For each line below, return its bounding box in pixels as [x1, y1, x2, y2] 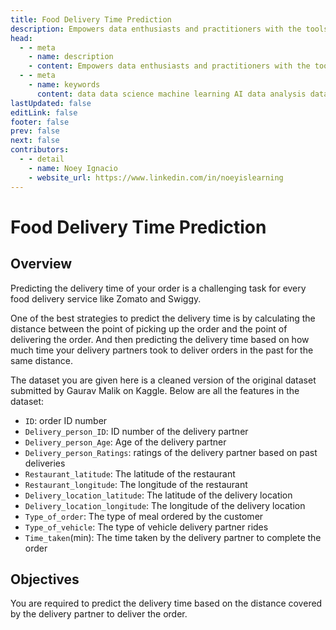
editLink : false [10, 107, 78, 118]
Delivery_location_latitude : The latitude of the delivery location [24, 489, 293, 501]
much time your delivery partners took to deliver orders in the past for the [10, 344, 314, 356]
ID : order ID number [24, 414, 108, 426]
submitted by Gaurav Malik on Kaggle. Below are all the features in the [10, 384, 300, 396]
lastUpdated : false [10, 98, 92, 108]
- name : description [28, 52, 114, 62]
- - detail [19, 154, 65, 164]
